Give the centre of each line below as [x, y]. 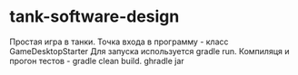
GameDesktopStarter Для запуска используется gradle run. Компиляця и [149, 51]
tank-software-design [94, 17]
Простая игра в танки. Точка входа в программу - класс [119, 42]
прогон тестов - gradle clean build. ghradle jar [97, 61]
